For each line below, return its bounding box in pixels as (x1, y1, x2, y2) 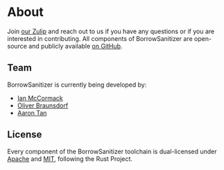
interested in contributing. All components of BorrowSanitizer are (7, 34, 193, 42)
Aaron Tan (17, 108, 47, 117)
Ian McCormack (17, 94, 64, 102)
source (7, 42, 28, 50)
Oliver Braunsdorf (17, 101, 69, 110)
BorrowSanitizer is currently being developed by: (7, 80, 147, 89)
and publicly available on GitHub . (28, 42, 123, 50)
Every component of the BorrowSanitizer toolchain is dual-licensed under (7, 147, 217, 155)
